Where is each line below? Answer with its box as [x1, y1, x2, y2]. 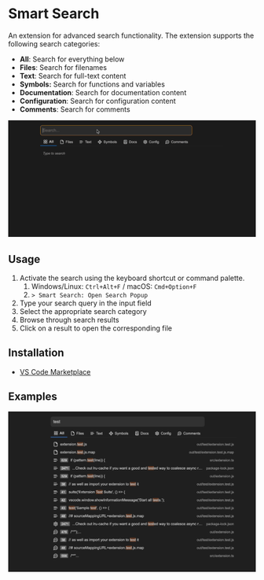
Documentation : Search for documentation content [19, 87, 187, 97]
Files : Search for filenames [19, 62, 108, 72]
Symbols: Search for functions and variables [19, 79, 165, 89]
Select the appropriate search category [19, 306, 147, 316]
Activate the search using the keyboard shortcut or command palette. [19, 273, 245, 283]
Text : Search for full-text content [19, 71, 126, 80]
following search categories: [8, 39, 101, 48]
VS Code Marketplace [19, 367, 91, 376]
